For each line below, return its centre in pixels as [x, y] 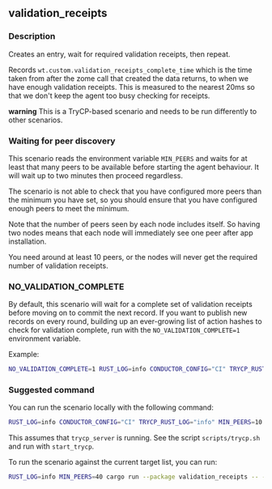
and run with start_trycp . [51, 446]
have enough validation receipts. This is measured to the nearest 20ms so [132, 87]
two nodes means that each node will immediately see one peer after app [131, 232]
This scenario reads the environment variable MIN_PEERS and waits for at [128, 158]
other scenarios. [36, 120]
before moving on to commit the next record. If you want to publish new [128, 313]
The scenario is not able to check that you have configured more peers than [135, 191]
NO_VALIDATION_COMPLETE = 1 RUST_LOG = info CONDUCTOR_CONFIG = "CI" [117, 369]
